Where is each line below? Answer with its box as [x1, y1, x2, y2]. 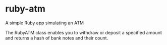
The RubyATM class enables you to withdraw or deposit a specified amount [5, 29, 162, 35]
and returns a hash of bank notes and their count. [5, 35, 108, 41]
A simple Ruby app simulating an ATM [5, 20, 84, 26]
